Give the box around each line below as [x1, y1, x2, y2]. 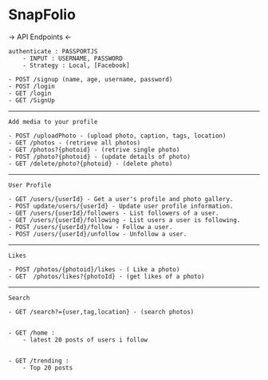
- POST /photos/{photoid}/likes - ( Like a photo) [8, 265, 180, 273]
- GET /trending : [8, 357, 69, 365]
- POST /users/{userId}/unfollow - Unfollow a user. [8, 230, 187, 238]
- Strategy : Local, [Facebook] [22, 61, 130, 69]
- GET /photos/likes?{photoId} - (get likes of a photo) [8, 272, 205, 280]
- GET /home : [8, 329, 56, 337]
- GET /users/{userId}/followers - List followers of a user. [8, 209, 219, 217]
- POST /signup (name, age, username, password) [8, 75, 173, 83]
